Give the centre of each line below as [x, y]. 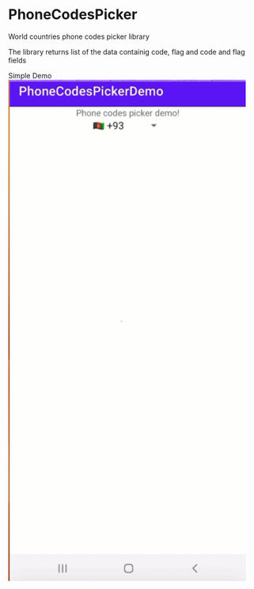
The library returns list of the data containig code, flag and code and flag [127, 51]
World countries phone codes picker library [79, 36]
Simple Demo [30, 75]
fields [17, 60]
